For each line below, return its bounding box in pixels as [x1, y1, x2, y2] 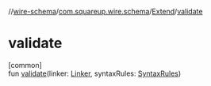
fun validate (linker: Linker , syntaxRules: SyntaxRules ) [8, 69, 182, 78]
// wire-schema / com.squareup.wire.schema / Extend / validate [8, 7, 203, 16]
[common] [8, 60, 42, 69]
